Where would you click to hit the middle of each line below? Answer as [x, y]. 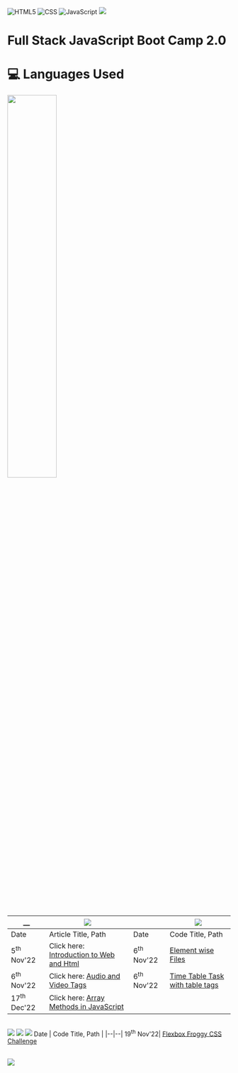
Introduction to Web [82, 955]
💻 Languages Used [66, 74]
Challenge [22, 1041]
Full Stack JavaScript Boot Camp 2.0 [117, 41]
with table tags [194, 985]
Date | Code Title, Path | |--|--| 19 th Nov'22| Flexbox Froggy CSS [127, 1033]
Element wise [192, 950]
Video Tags [68, 985]
